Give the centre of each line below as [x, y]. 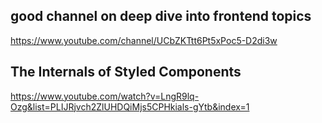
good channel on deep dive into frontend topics [161, 16]
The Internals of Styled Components [126, 72]
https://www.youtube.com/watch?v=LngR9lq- [105, 96]
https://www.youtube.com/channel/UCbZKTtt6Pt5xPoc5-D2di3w [144, 40]
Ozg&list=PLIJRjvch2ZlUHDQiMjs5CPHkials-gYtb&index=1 [130, 106]
